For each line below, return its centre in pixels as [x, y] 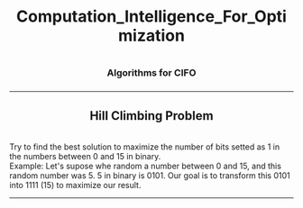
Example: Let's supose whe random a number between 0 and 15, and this [146, 166]
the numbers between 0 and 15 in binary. [85, 157]
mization [151, 36]
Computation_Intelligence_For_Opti [151, 17]
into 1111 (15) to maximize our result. [75, 185]
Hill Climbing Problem [151, 116]
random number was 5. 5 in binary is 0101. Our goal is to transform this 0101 [150, 176]
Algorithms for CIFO [151, 73]
